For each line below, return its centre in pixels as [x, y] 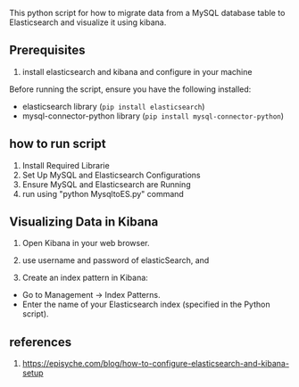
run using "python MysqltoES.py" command [103, 193]
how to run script [58, 144]
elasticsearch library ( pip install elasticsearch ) [113, 106]
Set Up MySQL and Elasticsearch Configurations [111, 175]
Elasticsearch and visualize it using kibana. [88, 22]
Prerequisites [47, 50]
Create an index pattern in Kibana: [85, 278]
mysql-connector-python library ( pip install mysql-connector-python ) [153, 116]
